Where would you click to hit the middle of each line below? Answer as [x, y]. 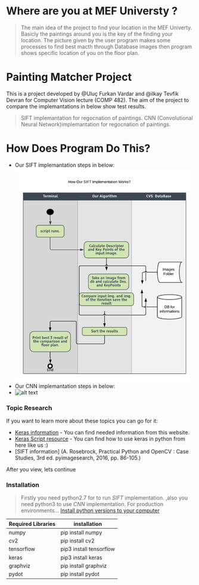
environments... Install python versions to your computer [90, 511]
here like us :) [32, 445]
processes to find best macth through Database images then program [106, 47]
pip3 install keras [81, 558]
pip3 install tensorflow [88, 549]
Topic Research [29, 408]
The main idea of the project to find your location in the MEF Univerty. [106, 27]
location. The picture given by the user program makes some [96, 40]
